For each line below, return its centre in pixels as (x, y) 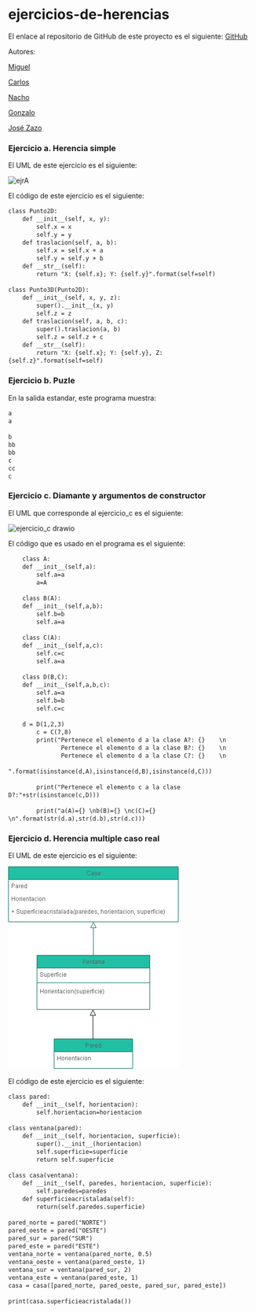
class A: (37, 559)
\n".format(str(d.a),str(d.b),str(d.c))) (77, 819)
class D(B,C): (45, 677)
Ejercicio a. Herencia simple (62, 148)
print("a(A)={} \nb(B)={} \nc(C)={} (96, 811)
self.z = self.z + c (70, 337)
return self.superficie (75, 1160)
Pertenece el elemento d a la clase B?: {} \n (143, 748)
